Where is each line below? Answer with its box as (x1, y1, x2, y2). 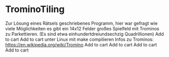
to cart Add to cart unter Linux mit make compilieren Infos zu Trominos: (5, 36, 154, 42)
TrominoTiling (5, 4, 65, 15)
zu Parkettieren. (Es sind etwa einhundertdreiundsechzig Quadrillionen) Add (5, 31, 164, 37)
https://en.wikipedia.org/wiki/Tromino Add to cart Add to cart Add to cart (5, 41, 157, 47)
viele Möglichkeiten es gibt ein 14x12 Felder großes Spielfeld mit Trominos (5, 25, 159, 31)
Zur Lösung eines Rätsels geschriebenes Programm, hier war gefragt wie (5, 20, 158, 26)
